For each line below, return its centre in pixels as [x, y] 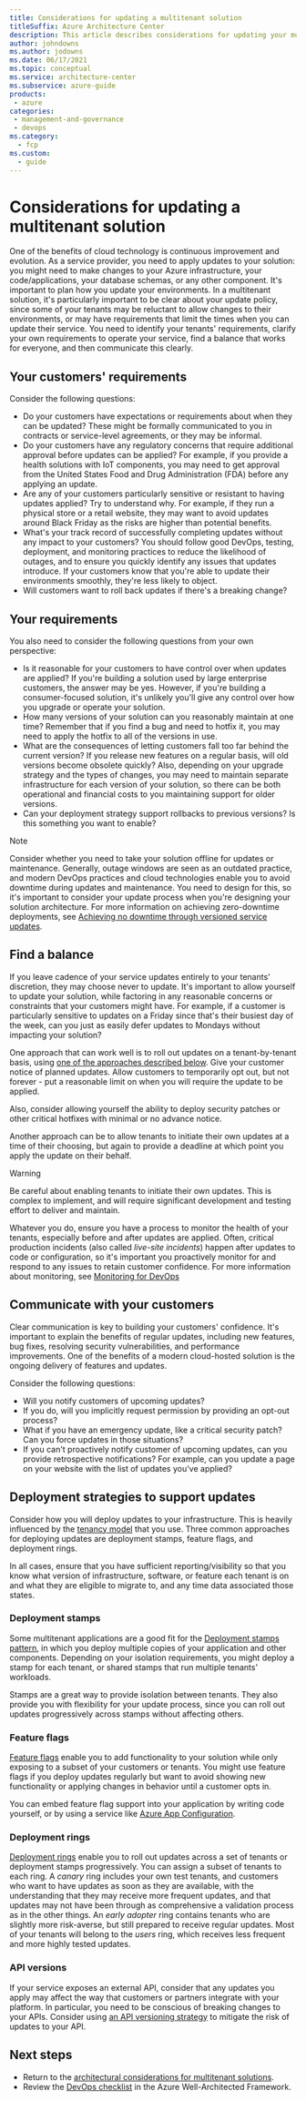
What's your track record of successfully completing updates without [153, 533]
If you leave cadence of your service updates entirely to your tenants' [140, 976]
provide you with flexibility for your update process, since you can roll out [147, 1704]
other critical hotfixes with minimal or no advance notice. [116, 1118]
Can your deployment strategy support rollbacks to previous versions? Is [159, 814]
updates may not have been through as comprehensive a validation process [152, 1905]
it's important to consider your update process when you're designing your [150, 897]
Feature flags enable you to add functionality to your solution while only [144, 1758]
